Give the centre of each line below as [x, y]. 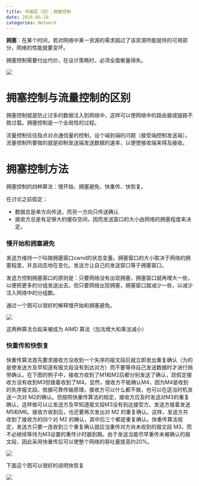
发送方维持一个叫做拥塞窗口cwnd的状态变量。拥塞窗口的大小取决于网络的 [96, 258]
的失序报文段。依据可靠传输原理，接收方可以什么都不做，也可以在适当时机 [97, 389]
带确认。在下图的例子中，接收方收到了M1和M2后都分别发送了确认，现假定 [97, 374]
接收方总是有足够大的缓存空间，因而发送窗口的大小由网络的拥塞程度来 [100, 219]
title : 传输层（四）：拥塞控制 [38, 12]
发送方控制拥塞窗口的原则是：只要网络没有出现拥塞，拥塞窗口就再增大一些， [99, 277]
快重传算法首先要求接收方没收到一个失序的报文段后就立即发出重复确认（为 [97, 359]
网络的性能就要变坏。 [42, 48]
